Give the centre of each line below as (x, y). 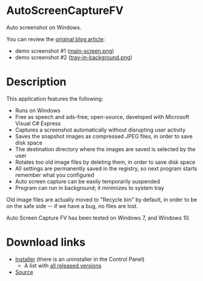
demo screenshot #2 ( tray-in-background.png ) (74, 57)
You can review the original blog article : (56, 39)
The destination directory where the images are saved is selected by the (105, 149)
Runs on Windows (38, 110)
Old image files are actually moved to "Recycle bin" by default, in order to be (102, 199)
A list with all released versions (63, 265)
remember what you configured (55, 175)
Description (36, 82)
